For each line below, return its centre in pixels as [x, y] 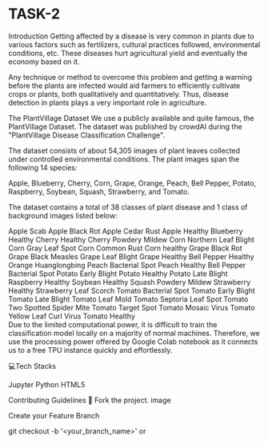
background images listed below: [63, 215]
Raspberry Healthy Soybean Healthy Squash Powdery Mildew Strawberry [130, 282]
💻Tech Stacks [32, 366]
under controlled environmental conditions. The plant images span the [124, 159]
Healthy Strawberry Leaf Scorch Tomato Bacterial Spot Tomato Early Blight [132, 290]
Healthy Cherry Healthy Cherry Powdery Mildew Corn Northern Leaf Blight [131, 239]
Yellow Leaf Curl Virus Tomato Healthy [72, 316]
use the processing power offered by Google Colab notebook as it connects [133, 342]
